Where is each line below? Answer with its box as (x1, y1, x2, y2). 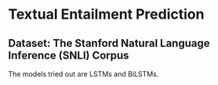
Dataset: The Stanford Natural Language (8, 37, 210, 50)
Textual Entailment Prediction (8, 5, 205, 23)
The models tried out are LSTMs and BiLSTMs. (8, 69, 159, 79)
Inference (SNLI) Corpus (8, 48, 129, 62)
